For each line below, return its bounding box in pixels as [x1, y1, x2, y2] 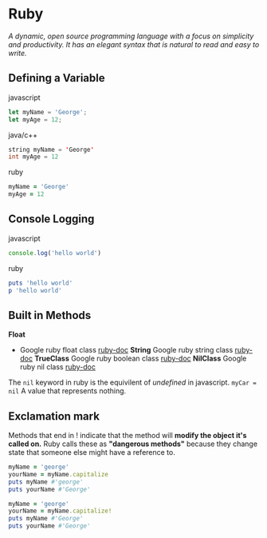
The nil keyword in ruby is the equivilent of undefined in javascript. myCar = [8, 377, 257, 388]
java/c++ [8, 130, 38, 140]
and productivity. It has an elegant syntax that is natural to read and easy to [8, 39, 260, 49]
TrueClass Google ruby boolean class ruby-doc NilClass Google [34, 353, 247, 364]
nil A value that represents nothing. [8, 386, 127, 396]
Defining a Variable [8, 71, 105, 85]
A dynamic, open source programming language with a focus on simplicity [8, 31, 254, 41]
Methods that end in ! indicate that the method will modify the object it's [8, 431, 247, 440]
